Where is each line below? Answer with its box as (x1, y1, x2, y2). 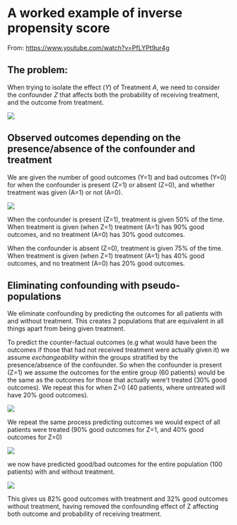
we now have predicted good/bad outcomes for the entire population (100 (7, 460, 223, 469)
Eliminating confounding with (7, 279, 140, 292)
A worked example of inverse (7, 5, 183, 21)
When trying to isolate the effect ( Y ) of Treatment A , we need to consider (7, 83, 221, 92)
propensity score (7, 20, 110, 36)
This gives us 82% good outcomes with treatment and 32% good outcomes (7, 494, 229, 503)
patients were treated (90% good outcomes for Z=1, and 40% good (7, 426, 204, 434)
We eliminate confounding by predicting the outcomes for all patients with (7, 309, 223, 318)
